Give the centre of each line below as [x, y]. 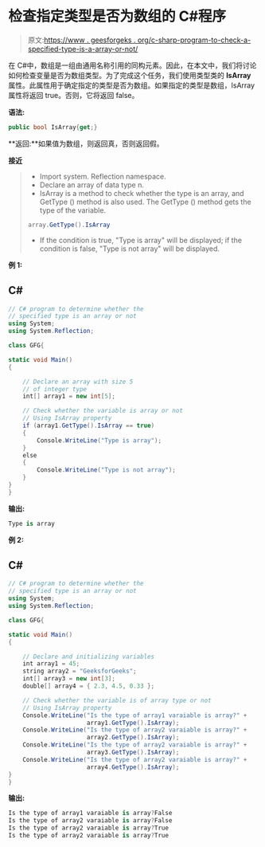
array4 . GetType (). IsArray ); [133, 767]
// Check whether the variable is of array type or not [117, 700]
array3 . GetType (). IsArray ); [133, 753]
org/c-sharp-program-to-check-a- [194, 40]
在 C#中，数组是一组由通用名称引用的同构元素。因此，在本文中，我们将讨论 [132, 65]
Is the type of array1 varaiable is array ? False [90, 814]
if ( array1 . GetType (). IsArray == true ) [89, 425]
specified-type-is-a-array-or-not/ [83, 49]
